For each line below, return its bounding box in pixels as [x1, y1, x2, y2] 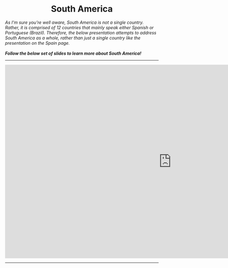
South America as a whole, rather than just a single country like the [5, 35, 141, 41]
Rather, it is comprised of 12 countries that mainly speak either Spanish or [5, 24, 154, 30]
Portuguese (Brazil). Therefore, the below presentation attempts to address [5, 30, 157, 35]
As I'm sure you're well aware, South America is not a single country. [5, 19, 144, 25]
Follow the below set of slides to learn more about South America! [5, 50, 142, 56]
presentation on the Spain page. [5, 40, 70, 46]
